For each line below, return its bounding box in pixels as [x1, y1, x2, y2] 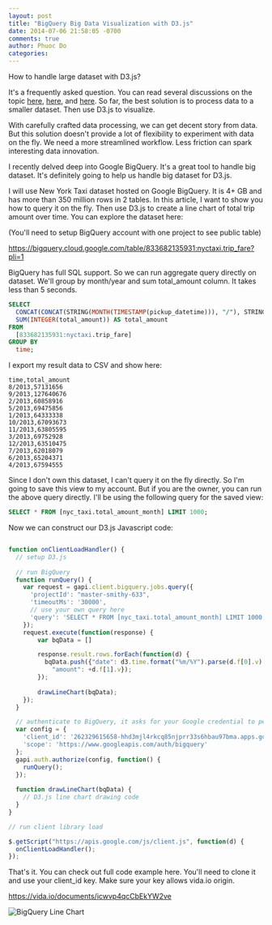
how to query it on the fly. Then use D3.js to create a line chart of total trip [8, 203, 255, 213]
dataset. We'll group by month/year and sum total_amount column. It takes [8, 276, 257, 286]
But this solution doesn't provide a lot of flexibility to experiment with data [8, 129, 254, 139]
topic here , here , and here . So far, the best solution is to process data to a [8, 96, 254, 105]
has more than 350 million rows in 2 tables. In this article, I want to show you [8, 195, 263, 204]
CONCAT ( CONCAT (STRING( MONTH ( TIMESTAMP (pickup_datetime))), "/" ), [15, 308, 241, 316]
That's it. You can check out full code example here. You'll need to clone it [8, 867, 257, 877]
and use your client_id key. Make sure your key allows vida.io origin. [8, 876, 235, 885]
